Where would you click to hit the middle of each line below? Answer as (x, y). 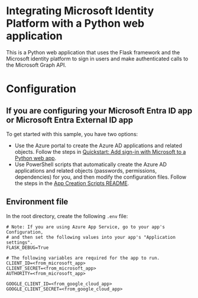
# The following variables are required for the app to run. (83, 258)
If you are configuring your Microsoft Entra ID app (99, 111)
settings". (20, 242)
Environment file (37, 202)
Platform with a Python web (75, 23)
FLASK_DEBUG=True (27, 247)
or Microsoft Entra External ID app (70, 120)
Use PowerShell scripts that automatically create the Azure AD (91, 164)
